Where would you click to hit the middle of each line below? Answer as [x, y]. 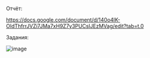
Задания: [18, 37]
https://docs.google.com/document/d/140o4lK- [63, 20]
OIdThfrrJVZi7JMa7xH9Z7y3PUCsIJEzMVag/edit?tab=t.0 [75, 26]
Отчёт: [14, 8]
